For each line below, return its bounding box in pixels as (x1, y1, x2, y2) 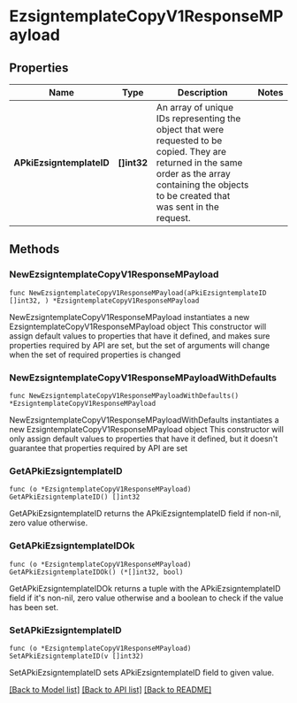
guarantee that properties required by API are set (9, 442, 188, 453)
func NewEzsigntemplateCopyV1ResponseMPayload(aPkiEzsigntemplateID (9, 288, 267, 297)
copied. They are (156, 146, 227, 157)
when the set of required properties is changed (9, 349, 181, 360)
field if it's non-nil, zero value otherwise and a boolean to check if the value (9, 592, 285, 603)
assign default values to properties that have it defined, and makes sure (9, 330, 270, 341)
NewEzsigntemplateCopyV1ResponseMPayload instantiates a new (9, 311, 250, 322)
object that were (156, 124, 225, 135)
